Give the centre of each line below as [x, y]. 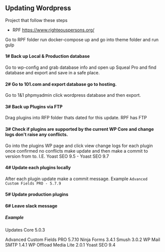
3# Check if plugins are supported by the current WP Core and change [80, 129]
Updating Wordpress [38, 8]
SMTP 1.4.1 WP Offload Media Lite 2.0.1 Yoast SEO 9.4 [60, 245]
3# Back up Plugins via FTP [34, 106]
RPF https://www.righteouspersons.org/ [53, 30]
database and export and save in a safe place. [53, 73]
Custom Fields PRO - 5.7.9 [33, 183]
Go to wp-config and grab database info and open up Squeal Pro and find [81, 67]
